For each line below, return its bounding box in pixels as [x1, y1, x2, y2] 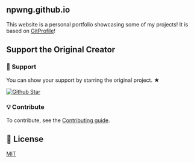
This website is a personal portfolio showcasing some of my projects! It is [6, 20, 189, 28]
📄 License [6, 134, 44, 144]
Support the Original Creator [6, 45, 116, 55]
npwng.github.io [6, 5, 70, 15]
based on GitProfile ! [6, 27, 56, 34]
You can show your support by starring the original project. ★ [6, 76, 160, 84]
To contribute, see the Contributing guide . [6, 117, 110, 124]
